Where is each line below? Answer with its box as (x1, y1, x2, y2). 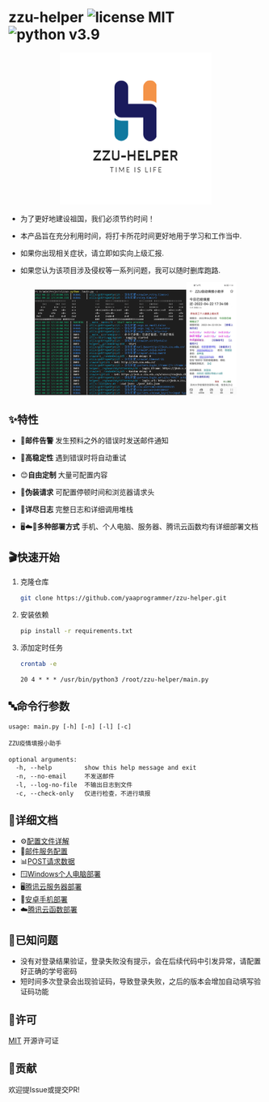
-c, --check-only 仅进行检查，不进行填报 (15, 789, 151, 797)
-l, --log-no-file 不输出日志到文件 (15, 780, 133, 789)
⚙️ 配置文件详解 (19, 836, 70, 846)
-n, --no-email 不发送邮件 (15, 772, 115, 780)
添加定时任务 (19, 643, 63, 652)
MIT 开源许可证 (8, 1036, 59, 1045)
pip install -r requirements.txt (19, 627, 133, 635)
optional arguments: (8, 755, 78, 763)
